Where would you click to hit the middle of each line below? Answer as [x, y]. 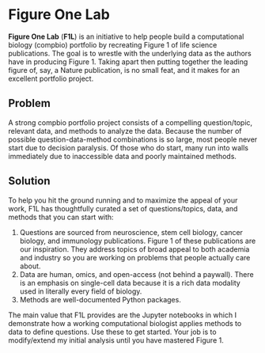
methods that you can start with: [61, 217]
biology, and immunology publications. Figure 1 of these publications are [138, 241]
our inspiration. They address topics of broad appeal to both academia [134, 249]
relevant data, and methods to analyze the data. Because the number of [125, 131]
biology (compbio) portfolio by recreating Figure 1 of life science [113, 44]
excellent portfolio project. [51, 78]
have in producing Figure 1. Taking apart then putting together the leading [128, 62]
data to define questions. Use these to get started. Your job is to [112, 332]
